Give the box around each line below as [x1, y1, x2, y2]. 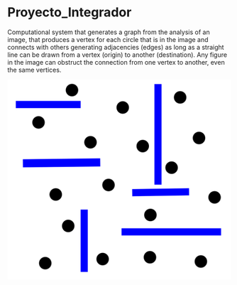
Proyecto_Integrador [7, 4, 132, 21]
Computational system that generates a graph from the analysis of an [7, 28, 211, 36]
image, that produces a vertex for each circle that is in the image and [7, 35, 209, 43]
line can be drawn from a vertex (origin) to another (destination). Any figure [7, 50, 228, 59]
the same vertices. [7, 65, 62, 74]
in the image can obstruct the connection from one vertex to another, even [7, 58, 225, 66]
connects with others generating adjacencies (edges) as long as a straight [7, 43, 225, 51]
